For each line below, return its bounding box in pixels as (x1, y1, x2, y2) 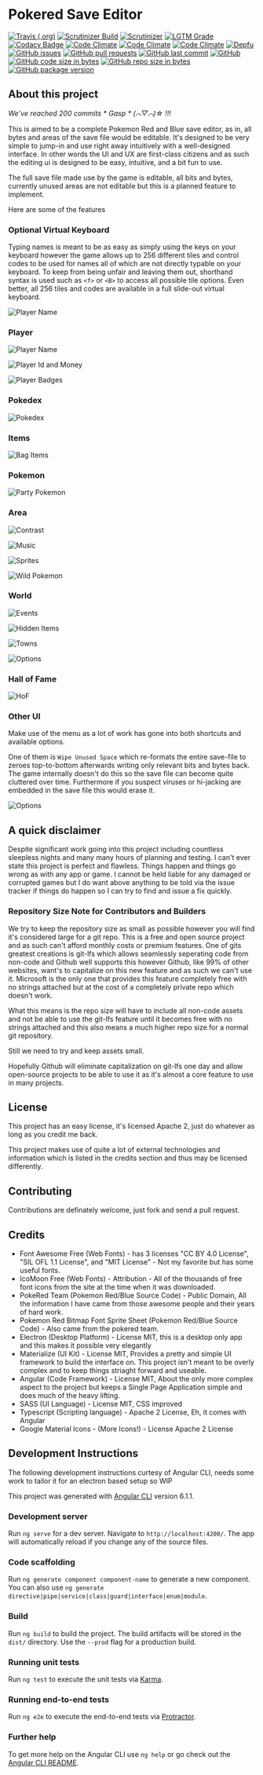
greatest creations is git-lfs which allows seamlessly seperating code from (8, 949, 249, 958)
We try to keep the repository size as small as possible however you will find (8, 924, 255, 933)
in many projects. (8, 1078, 64, 1087)
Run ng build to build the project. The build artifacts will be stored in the (8, 1628, 242, 1638)
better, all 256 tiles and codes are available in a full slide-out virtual (8, 284, 225, 294)
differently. (8, 1162, 43, 1171)
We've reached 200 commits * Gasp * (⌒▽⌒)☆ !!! (8, 108, 171, 118)
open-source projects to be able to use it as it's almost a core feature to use (8, 1070, 254, 1079)
